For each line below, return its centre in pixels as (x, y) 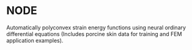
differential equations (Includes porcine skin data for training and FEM (94, 34)
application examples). (35, 40)
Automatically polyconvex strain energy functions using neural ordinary (96, 27)
